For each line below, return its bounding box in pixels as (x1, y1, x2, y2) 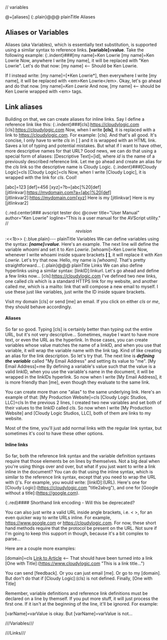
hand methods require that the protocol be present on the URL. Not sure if (5, 525, 157, 531)
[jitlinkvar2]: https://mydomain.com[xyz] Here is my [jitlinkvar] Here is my (5, 195, 155, 201)
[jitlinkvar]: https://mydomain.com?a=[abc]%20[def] (5, 189, 112, 195)
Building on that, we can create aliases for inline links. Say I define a (5, 116, 145, 122)
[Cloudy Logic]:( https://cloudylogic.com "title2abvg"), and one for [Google (5, 485, 159, 491)
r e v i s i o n (75, 228, 92, 234)
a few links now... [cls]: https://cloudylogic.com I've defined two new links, (5, 273, 157, 279)
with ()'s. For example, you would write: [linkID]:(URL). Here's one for (5, 479, 147, 485)
